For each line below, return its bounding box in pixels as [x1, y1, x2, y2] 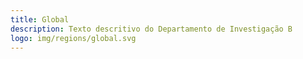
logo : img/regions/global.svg [10, 33, 137, 43]
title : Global [10, 14, 70, 25]
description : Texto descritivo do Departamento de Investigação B [10, 24, 293, 34]
